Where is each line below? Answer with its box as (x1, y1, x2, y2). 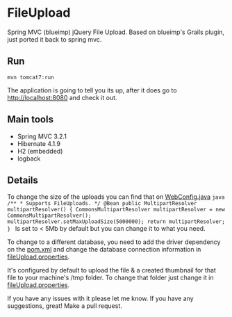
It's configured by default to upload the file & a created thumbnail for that (7, 266, 217, 275)
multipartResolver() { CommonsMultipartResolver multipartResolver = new (7, 206, 226, 213)
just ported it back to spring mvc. (7, 35, 102, 43)
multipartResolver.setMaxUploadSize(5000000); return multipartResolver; (7, 218, 226, 225)
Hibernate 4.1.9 (17, 139, 61, 147)
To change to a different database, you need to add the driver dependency (7, 238, 221, 246)
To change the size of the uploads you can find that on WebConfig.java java (7, 193, 225, 201)
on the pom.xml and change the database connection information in (7, 245, 201, 254)
